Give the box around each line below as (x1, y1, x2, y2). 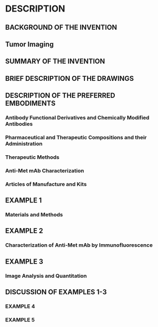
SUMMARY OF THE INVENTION (5, 57, 105, 66)
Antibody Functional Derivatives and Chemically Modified (5, 114, 149, 121)
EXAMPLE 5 (5, 316, 35, 323)
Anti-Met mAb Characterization (5, 167, 85, 174)
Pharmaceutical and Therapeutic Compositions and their (5, 134, 147, 141)
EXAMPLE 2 (5, 227, 43, 235)
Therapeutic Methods (5, 154, 59, 161)
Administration (5, 140, 43, 147)
